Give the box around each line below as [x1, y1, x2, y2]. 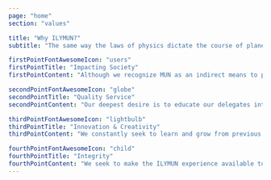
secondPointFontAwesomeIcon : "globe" [8, 86, 135, 94]
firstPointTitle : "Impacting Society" [8, 64, 139, 72]
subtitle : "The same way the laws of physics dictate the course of [8, 41, 244, 49]
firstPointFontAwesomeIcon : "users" [8, 56, 131, 65]
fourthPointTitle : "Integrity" [8, 153, 114, 161]
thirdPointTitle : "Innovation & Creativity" [8, 123, 161, 131]
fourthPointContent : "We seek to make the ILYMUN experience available [8, 160, 254, 168]
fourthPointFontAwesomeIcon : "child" [8, 144, 135, 153]
